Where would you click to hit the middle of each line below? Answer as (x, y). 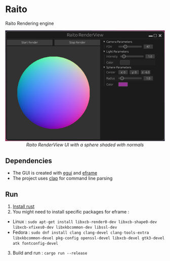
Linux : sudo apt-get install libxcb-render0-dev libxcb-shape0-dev (85, 222)
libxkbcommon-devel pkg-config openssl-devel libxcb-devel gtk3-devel (89, 238)
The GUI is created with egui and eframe (55, 173)
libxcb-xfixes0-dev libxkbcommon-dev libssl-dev (65, 228)
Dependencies (29, 161)
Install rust (23, 206)
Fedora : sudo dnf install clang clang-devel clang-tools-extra (81, 232)
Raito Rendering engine (30, 23)
